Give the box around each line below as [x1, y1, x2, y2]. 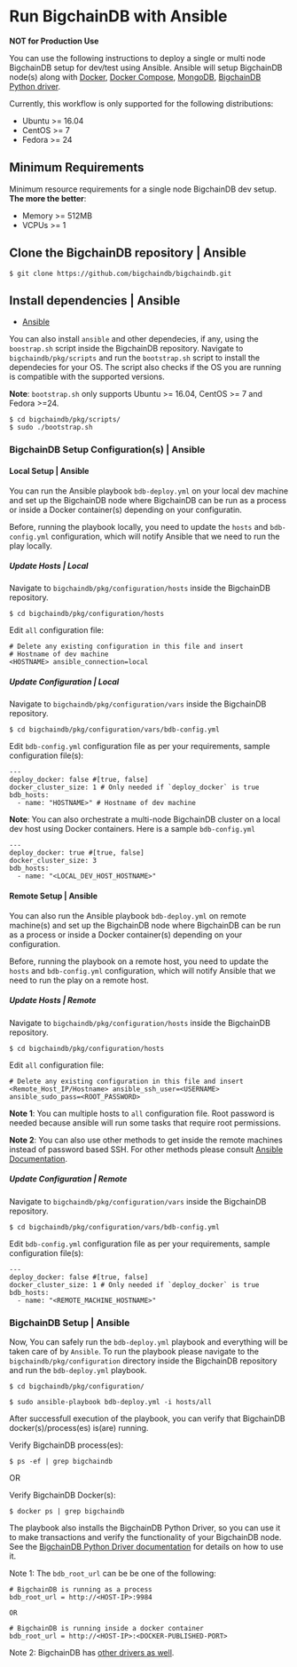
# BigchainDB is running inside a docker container [9, 1624, 204, 1632]
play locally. [9, 540, 53, 551]
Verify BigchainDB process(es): [9, 1440, 124, 1450]
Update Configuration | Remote [9, 1173, 128, 1184]
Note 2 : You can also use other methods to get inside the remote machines [9, 1134, 284, 1145]
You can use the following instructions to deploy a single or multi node [9, 52, 266, 63]
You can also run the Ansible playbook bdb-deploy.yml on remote [9, 910, 246, 920]
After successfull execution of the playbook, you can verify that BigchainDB [9, 1413, 285, 1424]
